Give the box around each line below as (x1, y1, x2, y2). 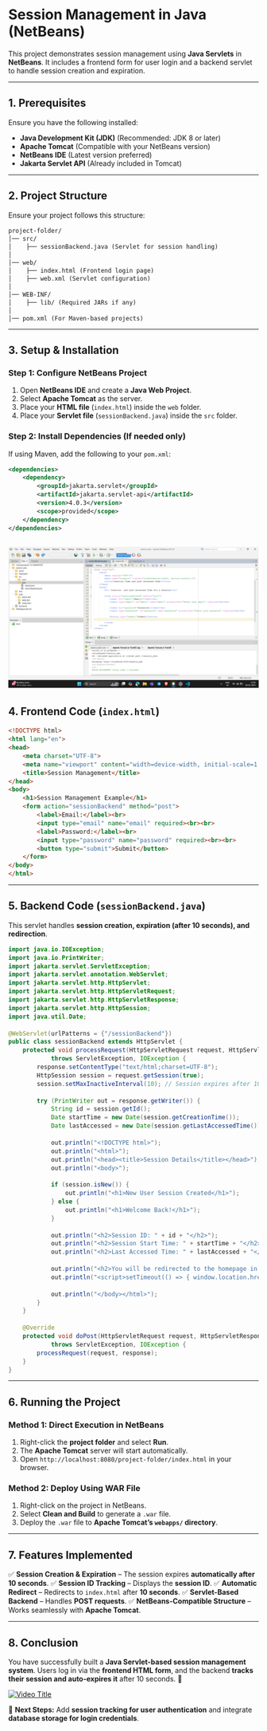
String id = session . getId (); (50, 1105, 151, 1113)
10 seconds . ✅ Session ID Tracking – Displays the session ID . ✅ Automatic (8, 1579, 257, 1588)
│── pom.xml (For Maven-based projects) (8, 314, 145, 322)
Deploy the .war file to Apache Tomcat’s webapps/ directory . (19, 1517, 219, 1528)
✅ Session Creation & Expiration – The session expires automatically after (8, 1569, 256, 1580)
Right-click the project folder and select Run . (19, 1438, 169, 1447)
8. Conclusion (8, 1636, 79, 1650)
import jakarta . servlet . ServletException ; (8, 962, 151, 970)
